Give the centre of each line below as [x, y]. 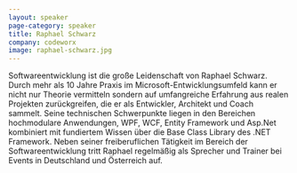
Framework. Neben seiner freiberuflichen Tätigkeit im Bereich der [128, 142]
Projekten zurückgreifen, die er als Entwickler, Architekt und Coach [131, 104]
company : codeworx [42, 42]
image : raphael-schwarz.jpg [60, 51]
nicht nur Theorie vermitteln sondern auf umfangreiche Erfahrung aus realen [148, 95]
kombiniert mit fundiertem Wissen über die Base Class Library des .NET [140, 132]
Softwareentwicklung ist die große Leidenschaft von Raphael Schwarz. [138, 75]
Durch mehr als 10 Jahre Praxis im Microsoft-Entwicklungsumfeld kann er [143, 85]
